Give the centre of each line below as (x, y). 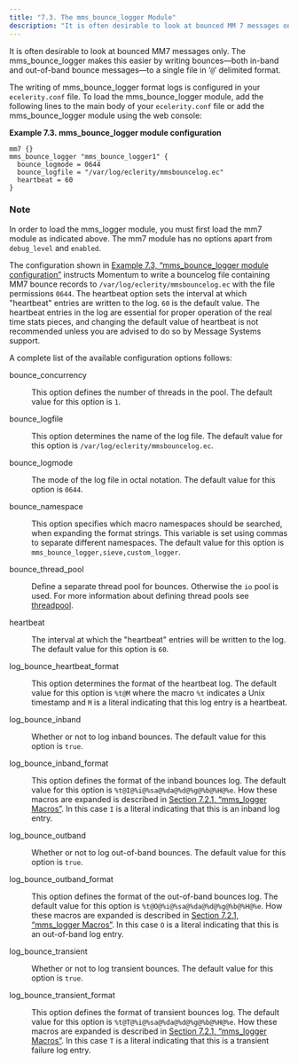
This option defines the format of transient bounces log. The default (155, 1012)
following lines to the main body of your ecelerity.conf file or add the (137, 106)
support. (25, 340)
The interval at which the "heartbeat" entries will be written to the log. (159, 639)
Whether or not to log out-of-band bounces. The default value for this (159, 852)
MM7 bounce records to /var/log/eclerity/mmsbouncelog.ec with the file (142, 284)
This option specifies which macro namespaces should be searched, (157, 524)
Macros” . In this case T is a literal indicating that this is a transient (150, 1040)
